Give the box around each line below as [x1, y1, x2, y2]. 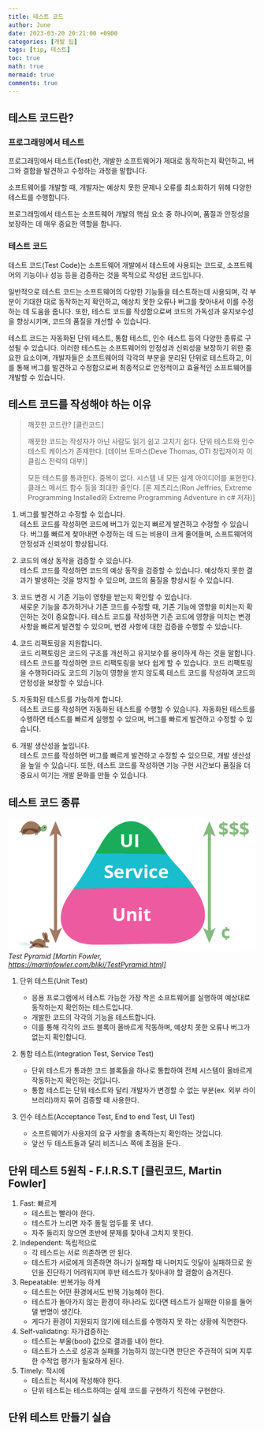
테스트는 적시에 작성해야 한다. [31, 1376, 122, 1385]
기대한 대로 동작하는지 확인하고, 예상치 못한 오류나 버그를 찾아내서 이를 [22, 296, 240, 306]
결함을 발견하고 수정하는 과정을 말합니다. [22, 166, 147, 176]
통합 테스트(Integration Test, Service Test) [19, 1049, 154, 1058]
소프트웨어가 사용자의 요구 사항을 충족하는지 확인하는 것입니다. [31, 1129, 223, 1138]
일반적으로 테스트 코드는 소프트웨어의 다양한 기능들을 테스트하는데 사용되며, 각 [8, 287, 248, 296]
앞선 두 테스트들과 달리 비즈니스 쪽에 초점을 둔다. [31, 1139, 181, 1148]
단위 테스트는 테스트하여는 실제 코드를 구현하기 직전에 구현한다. [31, 1386, 225, 1396]
